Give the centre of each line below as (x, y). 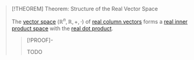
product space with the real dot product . (62, 28)
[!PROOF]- (40, 40)
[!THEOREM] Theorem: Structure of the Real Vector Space (84, 9)
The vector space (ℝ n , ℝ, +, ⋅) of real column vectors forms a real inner (99, 21)
